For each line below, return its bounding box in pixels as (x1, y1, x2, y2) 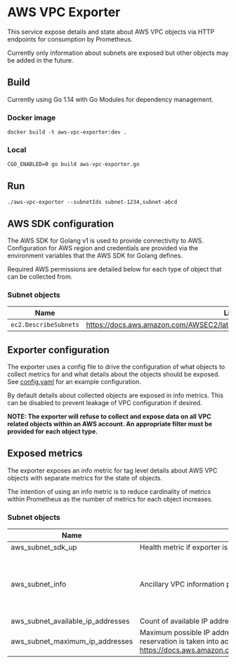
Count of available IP (139, 616, 209, 626)
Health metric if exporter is (139, 542, 228, 552)
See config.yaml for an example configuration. (7, 378, 142, 386)
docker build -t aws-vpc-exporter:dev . (7, 129, 128, 136)
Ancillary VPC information (139, 580, 225, 589)
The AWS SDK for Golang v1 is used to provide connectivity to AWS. (7, 236, 204, 245)
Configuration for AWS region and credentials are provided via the (7, 243, 199, 252)
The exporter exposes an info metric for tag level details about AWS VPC (7, 466, 218, 475)
